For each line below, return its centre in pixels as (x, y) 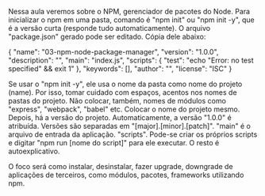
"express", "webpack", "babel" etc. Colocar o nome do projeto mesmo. (124, 109)
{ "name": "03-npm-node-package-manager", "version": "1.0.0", (113, 52)
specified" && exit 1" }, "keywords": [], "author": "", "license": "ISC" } (120, 69)
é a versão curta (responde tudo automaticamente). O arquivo (109, 28)
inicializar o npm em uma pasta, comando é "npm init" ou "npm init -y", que (132, 20)
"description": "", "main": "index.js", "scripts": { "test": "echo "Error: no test (131, 60)
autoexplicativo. (34, 151)
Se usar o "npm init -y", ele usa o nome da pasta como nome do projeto (125, 84)
